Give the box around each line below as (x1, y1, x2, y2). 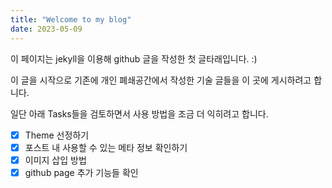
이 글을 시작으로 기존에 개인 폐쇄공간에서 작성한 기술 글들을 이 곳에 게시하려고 (10, 74, 312, 86)
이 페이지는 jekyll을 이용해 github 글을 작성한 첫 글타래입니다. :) (10, 52, 258, 65)
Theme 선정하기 (24, 129, 90, 141)
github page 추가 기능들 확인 (24, 166, 139, 178)
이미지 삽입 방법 (24, 154, 87, 166)
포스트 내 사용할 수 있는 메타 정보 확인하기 (24, 141, 188, 153)
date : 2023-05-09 (10, 24, 83, 34)
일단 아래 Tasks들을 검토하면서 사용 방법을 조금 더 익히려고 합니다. (10, 107, 269, 120)
